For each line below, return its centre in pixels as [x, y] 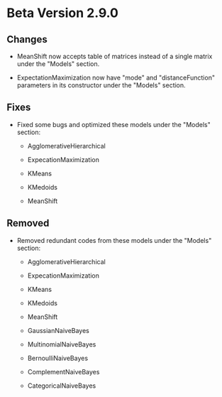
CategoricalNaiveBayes [62, 386]
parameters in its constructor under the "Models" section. [101, 85]
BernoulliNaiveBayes [58, 358]
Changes [27, 39]
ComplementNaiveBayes [63, 371]
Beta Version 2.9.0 [62, 13]
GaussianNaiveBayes [59, 330]
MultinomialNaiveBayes [62, 344]
